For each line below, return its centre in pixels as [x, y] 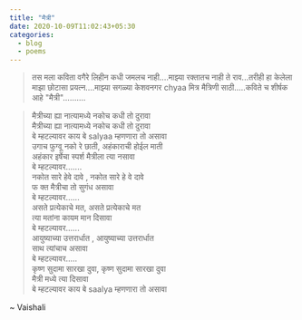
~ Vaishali [28, 307]
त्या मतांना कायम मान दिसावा [72, 218]
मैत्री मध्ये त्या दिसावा [60, 279]
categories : [32, 34]
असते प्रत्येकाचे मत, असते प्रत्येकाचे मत [86, 208]
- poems [32, 52]
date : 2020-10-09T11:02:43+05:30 [73, 26]
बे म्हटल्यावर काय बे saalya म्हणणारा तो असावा [99, 289]
